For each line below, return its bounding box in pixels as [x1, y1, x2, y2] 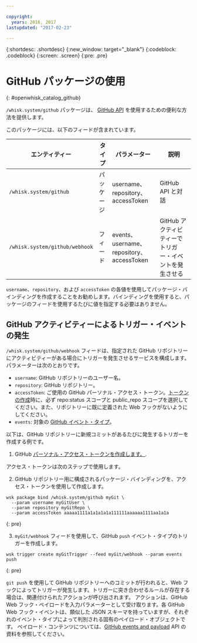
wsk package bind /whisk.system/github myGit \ [6, 494, 125, 501]
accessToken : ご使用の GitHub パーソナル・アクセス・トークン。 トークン [14, 389, 189, 396]
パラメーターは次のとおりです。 [6, 362, 83, 369]
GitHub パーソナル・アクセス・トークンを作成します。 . [14, 450, 147, 458]
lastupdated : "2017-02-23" [6, 25, 72, 31]
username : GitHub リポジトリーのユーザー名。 [14, 374, 124, 382]
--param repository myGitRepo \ [11, 505, 91, 511]
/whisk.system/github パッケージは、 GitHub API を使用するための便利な [6, 106, 182, 113]
